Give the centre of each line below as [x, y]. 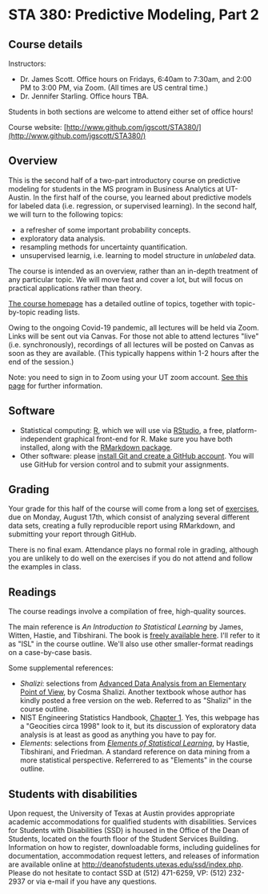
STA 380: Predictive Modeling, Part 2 [134, 15]
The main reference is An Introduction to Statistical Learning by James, [126, 627]
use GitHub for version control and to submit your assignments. [124, 464]
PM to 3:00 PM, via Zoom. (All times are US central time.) [114, 87]
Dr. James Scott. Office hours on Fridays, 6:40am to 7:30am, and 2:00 [136, 79]
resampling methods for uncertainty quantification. [104, 247]
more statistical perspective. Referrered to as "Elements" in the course [136, 760]
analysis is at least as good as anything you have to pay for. [118, 734]
